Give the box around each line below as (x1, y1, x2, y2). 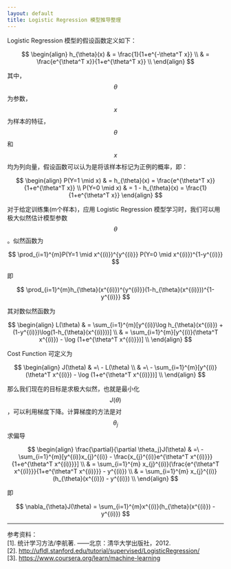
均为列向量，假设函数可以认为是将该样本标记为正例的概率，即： (7, 162, 188, 170)
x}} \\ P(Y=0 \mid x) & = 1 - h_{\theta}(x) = (66, 183, 184, 192)
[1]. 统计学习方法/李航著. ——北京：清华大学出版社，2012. (7, 539, 171, 547)
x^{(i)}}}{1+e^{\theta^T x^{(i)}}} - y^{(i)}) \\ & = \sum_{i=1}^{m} (13, 467, 189, 476)
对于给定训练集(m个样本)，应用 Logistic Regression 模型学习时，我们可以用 (7, 205, 221, 213)
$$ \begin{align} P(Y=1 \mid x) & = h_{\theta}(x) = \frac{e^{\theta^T (16, 176, 206, 184)
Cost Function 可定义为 (7, 349, 73, 357)
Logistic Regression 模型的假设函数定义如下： (7, 36, 137, 45)
